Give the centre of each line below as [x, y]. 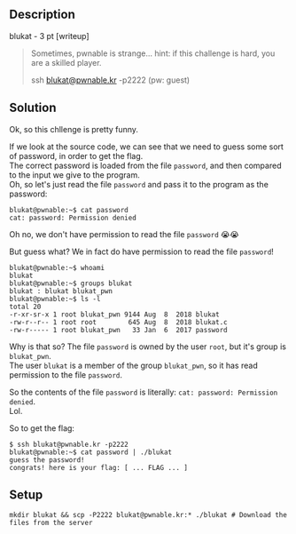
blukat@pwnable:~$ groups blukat [71, 283]
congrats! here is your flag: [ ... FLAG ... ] [99, 467]
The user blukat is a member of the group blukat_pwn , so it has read [134, 365]
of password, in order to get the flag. [76, 155]
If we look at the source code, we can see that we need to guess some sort [146, 147]
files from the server [51, 523]
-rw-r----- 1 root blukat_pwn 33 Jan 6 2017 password [118, 330]
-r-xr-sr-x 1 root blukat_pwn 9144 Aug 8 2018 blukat [114, 315]
